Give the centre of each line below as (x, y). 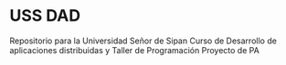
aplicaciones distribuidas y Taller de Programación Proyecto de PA (135, 50)
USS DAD (45, 16)
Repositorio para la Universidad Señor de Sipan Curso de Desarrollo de (143, 41)
